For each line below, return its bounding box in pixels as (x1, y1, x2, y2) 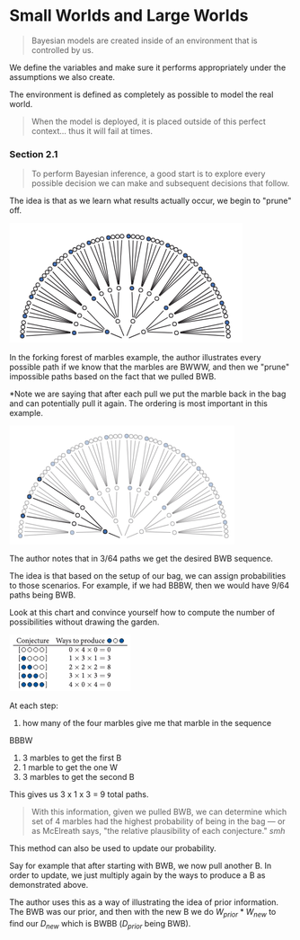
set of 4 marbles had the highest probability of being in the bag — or (31, 816, 286, 827)
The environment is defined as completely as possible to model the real (9, 89, 274, 100)
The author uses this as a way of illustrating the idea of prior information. (9, 897, 279, 908)
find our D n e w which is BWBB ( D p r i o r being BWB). (9, 918, 191, 931)
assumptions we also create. (9, 71, 115, 82)
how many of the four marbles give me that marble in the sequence (22, 718, 272, 729)
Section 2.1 (9, 147, 58, 160)
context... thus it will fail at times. (31, 125, 153, 136)
